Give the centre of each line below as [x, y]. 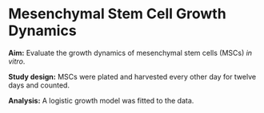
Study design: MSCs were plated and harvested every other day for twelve [132, 76]
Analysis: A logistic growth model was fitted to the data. [101, 100]
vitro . [17, 61]
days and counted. [39, 85]
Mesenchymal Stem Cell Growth [117, 14]
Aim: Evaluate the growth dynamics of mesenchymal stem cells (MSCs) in [130, 53]
